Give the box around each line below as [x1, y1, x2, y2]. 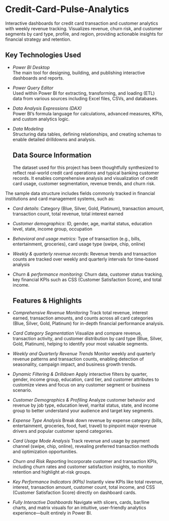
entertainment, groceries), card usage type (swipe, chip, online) [12, 241, 145, 247]
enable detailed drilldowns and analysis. [12, 136, 96, 142]
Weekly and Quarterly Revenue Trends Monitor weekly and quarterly [12, 351, 155, 357]
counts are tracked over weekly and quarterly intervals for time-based [12, 256, 159, 262]
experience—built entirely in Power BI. [12, 510, 92, 516]
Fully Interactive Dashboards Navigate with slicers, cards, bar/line [12, 499, 150, 505]
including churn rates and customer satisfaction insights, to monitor [12, 464, 153, 470]
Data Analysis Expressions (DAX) [12, 105, 82, 111]
